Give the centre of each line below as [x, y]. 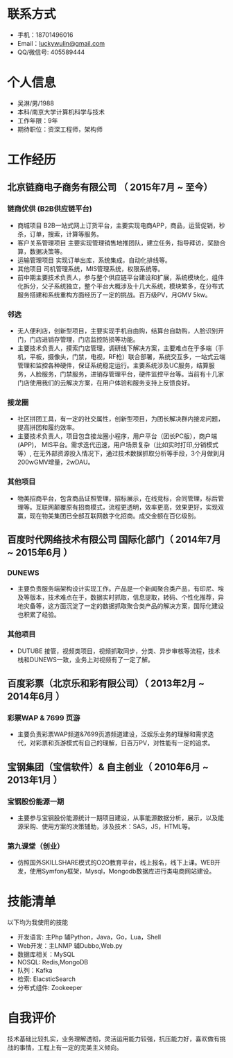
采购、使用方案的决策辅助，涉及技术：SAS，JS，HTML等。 [109, 826]
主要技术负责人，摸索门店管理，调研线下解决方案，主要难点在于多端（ [118, 348]
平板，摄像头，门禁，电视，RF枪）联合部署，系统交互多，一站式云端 [128, 357]
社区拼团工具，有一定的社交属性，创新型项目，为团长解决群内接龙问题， [120, 419]
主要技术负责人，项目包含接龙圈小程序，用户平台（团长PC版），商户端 [117, 436]
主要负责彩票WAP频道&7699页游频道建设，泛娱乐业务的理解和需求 [112, 734]
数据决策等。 [48, 251]
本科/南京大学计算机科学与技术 [61, 112]
